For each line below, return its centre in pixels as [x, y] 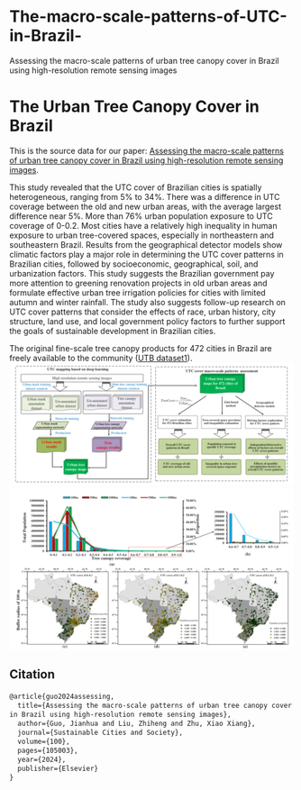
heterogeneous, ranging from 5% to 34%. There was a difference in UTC [145, 196]
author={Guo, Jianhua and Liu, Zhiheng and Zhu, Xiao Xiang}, [137, 723]
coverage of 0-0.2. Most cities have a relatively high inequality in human [143, 225]
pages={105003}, [48, 750]
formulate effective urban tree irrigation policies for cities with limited [137, 292]
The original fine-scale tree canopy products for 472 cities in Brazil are [141, 348]
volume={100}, [44, 741]
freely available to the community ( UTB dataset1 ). [101, 358]
